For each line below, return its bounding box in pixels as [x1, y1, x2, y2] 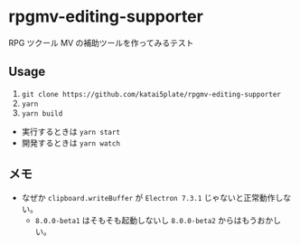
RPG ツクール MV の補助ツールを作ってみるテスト [8, 37, 194, 48]
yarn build [21, 108, 63, 118]
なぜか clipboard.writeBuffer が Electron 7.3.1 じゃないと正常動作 [21, 192, 277, 203]
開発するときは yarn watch [21, 137, 121, 148]
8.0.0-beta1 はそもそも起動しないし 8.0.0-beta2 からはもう [34, 214, 258, 225]
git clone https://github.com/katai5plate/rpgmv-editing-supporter [21, 90, 281, 99]
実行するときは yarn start [21, 126, 121, 137]
